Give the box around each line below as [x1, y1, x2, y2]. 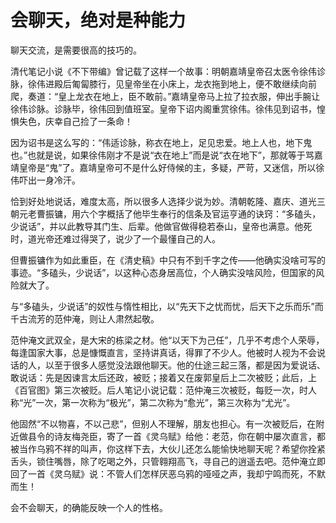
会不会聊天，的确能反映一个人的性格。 [10, 501, 168, 513]
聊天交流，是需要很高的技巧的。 [10, 44, 142, 56]
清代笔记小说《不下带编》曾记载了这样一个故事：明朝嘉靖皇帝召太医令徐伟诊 [10, 65, 326, 77]
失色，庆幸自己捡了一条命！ [18, 115, 133, 127]
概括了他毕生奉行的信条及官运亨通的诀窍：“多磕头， [106, 207, 322, 220]
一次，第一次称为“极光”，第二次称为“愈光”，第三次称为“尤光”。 [35, 396, 296, 408]
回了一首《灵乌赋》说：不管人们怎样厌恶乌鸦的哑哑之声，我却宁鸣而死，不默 [10, 467, 326, 480]
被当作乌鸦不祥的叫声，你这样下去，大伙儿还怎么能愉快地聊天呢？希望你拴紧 [10, 442, 326, 455]
